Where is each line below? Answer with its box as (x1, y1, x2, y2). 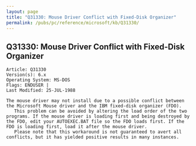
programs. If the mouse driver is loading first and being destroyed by (6, 113, 190, 119)
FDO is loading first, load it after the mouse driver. (6, 124, 147, 130)
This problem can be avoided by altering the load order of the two (14, 108, 187, 115)
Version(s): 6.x (6, 72, 46, 78)
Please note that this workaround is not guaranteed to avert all (14, 129, 182, 135)
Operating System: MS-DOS (6, 77, 70, 83)
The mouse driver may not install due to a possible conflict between (6, 98, 185, 104)
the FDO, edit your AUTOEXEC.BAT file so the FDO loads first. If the (6, 119, 185, 125)
